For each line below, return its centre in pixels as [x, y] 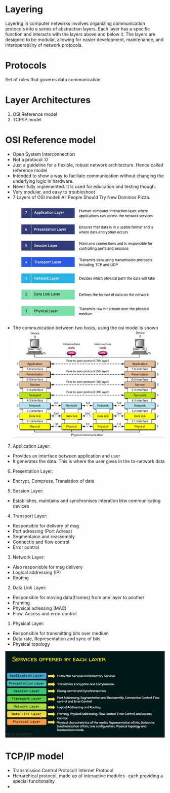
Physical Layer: [28, 623]
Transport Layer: [30, 516]
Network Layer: [29, 557]
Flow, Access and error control [45, 614]
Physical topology [31, 644]
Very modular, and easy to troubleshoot [54, 192]
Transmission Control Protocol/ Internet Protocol [63, 770]
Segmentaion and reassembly [44, 537]
